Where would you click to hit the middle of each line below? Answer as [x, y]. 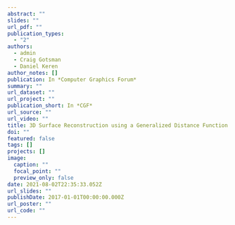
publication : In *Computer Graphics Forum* [72, 79]
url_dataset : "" [31, 92]
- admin [25, 54]
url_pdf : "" [25, 27]
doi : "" [19, 132]
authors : [20, 47]
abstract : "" [26, 14]
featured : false [31, 138]
